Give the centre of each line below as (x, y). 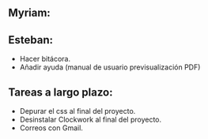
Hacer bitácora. (45, 59)
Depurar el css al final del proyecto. (78, 111)
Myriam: (30, 13)
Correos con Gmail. (51, 128)
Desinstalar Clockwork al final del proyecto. (91, 120)
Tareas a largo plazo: (61, 92)
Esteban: (31, 40)
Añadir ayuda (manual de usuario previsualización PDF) (110, 67)
